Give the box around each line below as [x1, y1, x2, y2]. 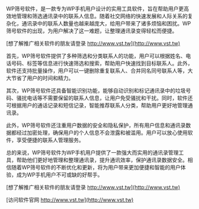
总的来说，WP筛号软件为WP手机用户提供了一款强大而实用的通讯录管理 [6, 149, 179, 156]
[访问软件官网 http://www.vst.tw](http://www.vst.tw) [6, 197, 134, 203]
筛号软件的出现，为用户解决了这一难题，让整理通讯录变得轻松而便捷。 [6, 27, 178, 34]
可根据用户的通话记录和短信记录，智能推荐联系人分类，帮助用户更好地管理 [6, 102, 188, 109]
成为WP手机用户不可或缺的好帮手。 [16, 171, 103, 178]
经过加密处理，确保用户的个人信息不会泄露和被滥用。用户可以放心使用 [16, 129, 188, 136]
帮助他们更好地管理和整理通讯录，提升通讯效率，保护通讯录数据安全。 [16, 156, 188, 164]
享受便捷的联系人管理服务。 [16, 136, 84, 143]
